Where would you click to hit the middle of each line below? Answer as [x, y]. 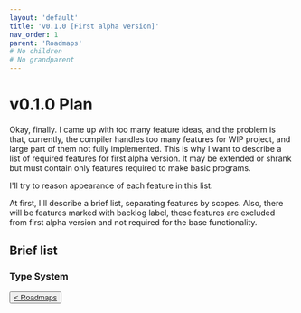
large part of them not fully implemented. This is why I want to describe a [146, 148]
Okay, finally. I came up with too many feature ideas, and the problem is [142, 129]
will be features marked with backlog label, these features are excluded [142, 213]
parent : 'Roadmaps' [46, 43]
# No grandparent [42, 60]
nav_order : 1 [34, 34]
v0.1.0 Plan [51, 104]
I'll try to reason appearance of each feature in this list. [111, 185]
